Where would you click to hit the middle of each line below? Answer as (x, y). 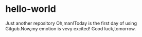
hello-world (31, 9)
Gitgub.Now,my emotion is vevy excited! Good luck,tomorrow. (71, 28)
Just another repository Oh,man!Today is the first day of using (71, 23)
